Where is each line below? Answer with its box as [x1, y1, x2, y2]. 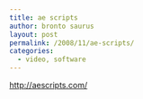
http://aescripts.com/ [9, 80, 88, 90]
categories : [9, 47, 54, 56]
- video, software [17, 55, 87, 64]
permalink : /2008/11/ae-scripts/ [9, 38, 135, 48]
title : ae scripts [9, 13, 78, 22]
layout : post [9, 30, 58, 39]
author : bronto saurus [9, 22, 94, 31]
